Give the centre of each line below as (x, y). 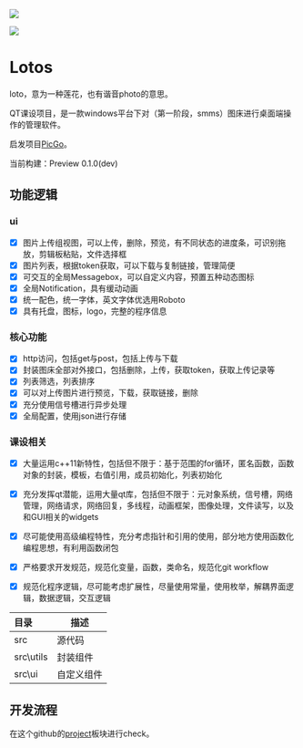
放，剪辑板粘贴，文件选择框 (75, 254)
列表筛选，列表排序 (59, 381)
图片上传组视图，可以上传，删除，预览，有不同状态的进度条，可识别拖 (154, 243)
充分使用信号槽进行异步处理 (75, 404)
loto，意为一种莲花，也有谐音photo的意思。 (91, 93)
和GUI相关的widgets (61, 517)
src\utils (31, 657)
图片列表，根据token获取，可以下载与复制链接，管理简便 (129, 265)
